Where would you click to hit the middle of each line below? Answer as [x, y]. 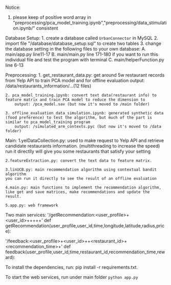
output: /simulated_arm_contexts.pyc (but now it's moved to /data [88, 127]
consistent [47, 28]
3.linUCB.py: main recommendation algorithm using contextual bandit [81, 170]
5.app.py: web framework [32, 205]
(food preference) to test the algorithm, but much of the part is [79, 117]
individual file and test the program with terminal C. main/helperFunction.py [85, 60]
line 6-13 [15, 65]
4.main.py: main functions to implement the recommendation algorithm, [83, 187]
